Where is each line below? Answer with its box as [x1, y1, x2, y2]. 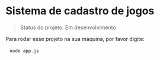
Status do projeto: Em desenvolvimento [20, 24, 116, 31]
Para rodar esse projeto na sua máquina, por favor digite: [5, 35, 145, 42]
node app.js [9, 48, 39, 54]
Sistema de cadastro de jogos [5, 4, 155, 18]
